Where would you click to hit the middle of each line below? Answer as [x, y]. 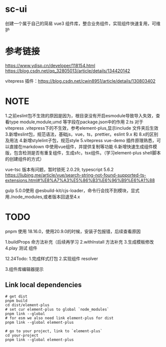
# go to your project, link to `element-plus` [54, 331]
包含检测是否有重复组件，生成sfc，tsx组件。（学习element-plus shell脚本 [87, 152]
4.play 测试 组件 [21, 248]
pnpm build [16, 300]
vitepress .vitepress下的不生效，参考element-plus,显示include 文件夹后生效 [82, 128]
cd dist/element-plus [27, 305]
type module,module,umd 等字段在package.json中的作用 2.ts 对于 [76, 122]
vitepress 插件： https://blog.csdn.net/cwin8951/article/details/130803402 [80, 81]
